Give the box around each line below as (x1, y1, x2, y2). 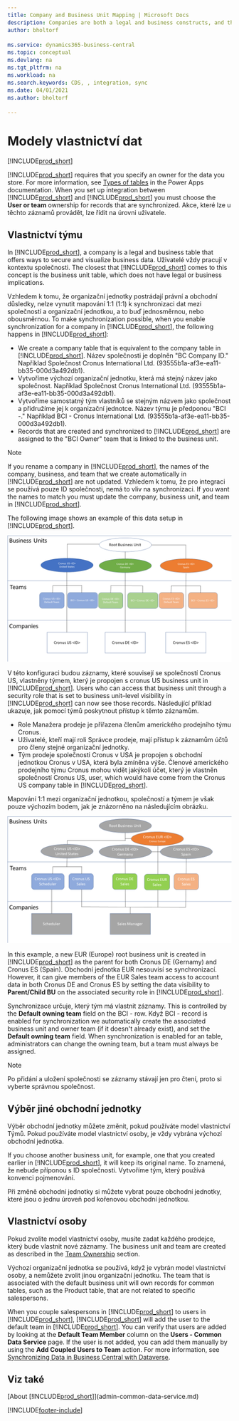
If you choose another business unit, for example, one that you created (7, 1150, 216, 1159)
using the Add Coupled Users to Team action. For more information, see (7, 1345, 220, 1353)
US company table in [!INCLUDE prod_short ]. (17, 781, 148, 790)
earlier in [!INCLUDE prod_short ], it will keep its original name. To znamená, (7, 1158, 226, 1167)
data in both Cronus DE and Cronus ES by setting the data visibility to (7, 980, 210, 989)
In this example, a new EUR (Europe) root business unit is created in (7, 949, 206, 958)
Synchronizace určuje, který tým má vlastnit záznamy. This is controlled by (7, 1001, 227, 1010)
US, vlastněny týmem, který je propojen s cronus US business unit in (7, 677, 208, 685)
